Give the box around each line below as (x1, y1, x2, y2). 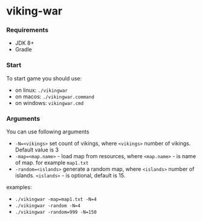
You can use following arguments (6, 128, 90, 135)
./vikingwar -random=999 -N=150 (15, 210, 97, 216)
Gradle (15, 46, 32, 53)
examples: (6, 184, 32, 191)
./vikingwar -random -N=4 (15, 203, 80, 209)
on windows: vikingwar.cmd (15, 99, 84, 106)
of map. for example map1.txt (15, 159, 89, 167)
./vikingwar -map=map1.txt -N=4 (15, 196, 97, 203)
